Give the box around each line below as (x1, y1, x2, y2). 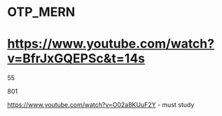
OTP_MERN (7, 4, 76, 20)
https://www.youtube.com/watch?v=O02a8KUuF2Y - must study (7, 101, 195, 109)
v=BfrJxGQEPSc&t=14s (7, 51, 146, 67)
